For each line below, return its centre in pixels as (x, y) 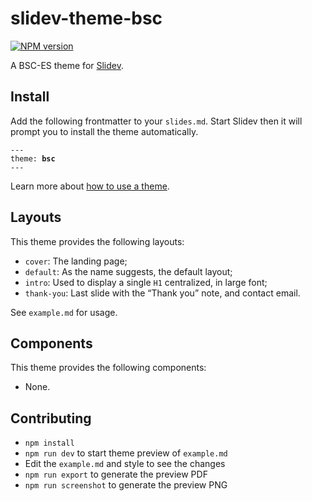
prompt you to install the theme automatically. (104, 131)
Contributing (51, 418)
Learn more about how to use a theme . (90, 186)
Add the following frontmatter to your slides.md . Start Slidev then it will (156, 121)
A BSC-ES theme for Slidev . (67, 65)
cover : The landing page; (76, 261)
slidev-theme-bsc (86, 18)
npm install (49, 443)
